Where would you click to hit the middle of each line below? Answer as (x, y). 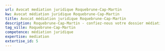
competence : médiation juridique (39, 32)
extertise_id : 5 (22, 41)
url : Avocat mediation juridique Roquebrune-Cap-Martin (63, 9)
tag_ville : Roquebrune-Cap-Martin (41, 28)
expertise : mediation (27, 37)
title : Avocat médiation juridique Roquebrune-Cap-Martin (66, 18)
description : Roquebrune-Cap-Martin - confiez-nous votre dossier (74, 23)
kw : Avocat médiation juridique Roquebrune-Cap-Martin (62, 14)
